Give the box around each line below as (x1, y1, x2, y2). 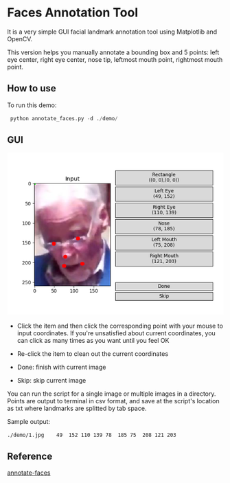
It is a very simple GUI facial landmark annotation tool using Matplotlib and (7, 27, 218, 36)
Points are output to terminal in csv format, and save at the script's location (7, 397, 220, 405)
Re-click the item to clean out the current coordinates (16, 350, 169, 358)
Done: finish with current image (16, 363, 106, 372)
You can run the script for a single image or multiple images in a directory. (7, 390, 216, 398)
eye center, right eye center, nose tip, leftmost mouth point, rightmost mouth (7, 55, 223, 63)
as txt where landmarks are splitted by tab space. (7, 404, 147, 413)
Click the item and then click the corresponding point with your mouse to (16, 322, 223, 330)
